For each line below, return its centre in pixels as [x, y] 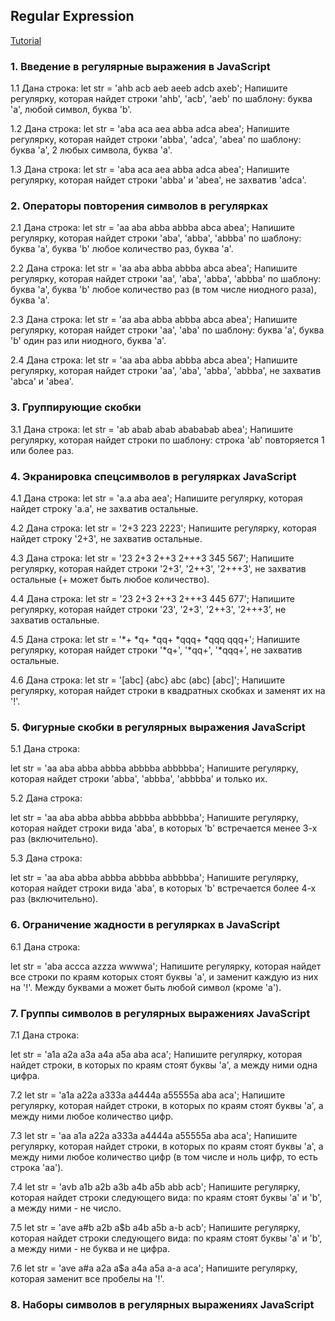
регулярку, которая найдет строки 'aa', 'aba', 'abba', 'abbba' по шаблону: [166, 279]
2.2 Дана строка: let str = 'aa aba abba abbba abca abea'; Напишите [154, 268]
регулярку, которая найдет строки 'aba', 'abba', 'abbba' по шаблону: [156, 238]
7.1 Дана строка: [45, 1035]
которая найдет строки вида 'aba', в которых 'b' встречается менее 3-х [164, 828]
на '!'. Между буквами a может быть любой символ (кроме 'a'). [146, 987]
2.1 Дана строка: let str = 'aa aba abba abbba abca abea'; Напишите [152, 228]
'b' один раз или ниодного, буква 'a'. [88, 341]
